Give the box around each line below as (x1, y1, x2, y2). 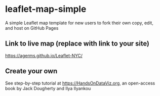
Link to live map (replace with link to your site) (5, 40, 150, 48)
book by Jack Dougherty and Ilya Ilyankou (5, 85, 91, 91)
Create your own (5, 67, 58, 75)
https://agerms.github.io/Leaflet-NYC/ (5, 52, 83, 58)
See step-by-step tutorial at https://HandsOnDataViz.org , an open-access (5, 80, 156, 86)
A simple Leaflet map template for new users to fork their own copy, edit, (5, 20, 154, 26)
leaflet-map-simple (5, 3, 86, 15)
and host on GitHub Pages (5, 25, 59, 31)
